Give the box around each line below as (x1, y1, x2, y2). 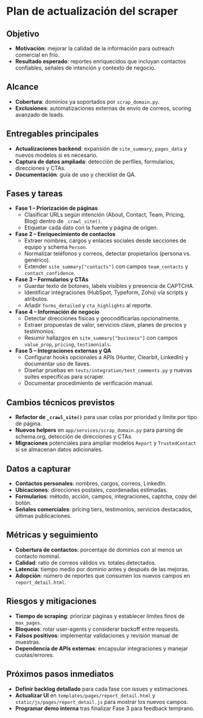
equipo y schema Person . (24, 243, 87, 251)
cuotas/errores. (15, 651, 55, 658)
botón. (15, 499, 32, 507)
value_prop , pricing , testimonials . (24, 340, 112, 348)
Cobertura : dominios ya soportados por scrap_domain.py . (15, 98, 160, 105)
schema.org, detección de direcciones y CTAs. (15, 433, 133, 440)
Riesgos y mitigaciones (6, 596, 97, 606)
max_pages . (15, 619, 42, 626)
